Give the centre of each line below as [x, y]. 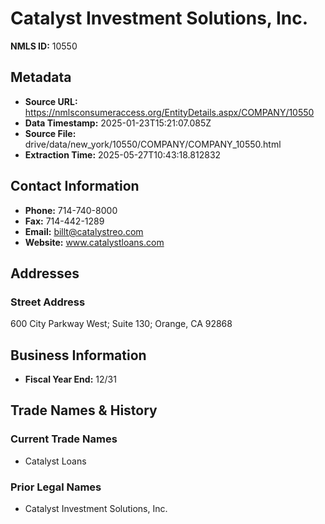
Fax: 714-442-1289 [64, 221]
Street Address [48, 302]
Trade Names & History [84, 410]
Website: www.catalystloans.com [94, 242]
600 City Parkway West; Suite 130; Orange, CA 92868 [121, 324]
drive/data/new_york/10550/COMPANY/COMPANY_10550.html [153, 144]
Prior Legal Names [56, 487]
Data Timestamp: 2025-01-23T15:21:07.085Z [118, 123]
